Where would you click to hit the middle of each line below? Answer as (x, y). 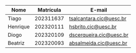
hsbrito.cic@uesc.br (93, 26)
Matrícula (49, 10)
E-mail (99, 10)
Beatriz (16, 43)
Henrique (19, 26)
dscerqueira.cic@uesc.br (99, 35)
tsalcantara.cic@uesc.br (98, 18)
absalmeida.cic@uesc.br (98, 43)
